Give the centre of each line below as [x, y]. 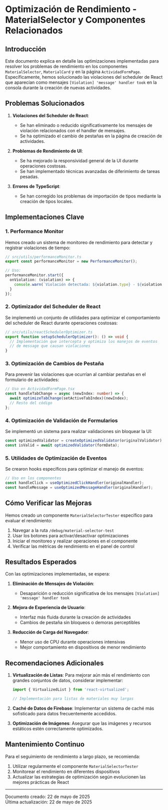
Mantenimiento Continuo [45, 745]
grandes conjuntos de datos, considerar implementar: [68, 681]
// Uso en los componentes [33, 478]
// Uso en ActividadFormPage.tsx [40, 389]
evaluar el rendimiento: [29, 520]
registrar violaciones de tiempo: [38, 248]
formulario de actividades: [32, 380]
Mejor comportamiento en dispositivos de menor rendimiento [83, 647]
